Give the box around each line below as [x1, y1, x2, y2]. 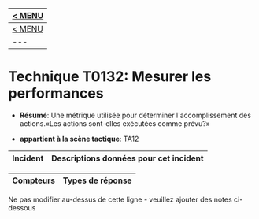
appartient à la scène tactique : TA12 [19, 134, 139, 143]
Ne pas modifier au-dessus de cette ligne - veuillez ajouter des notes [8, 195, 232, 204]
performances [8, 84, 104, 102]
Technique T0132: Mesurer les [8, 68, 212, 86]
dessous [8, 202, 36, 212]
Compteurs [12, 175, 56, 186]
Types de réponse [62, 175, 132, 186]
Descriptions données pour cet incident [50, 153, 204, 164]
